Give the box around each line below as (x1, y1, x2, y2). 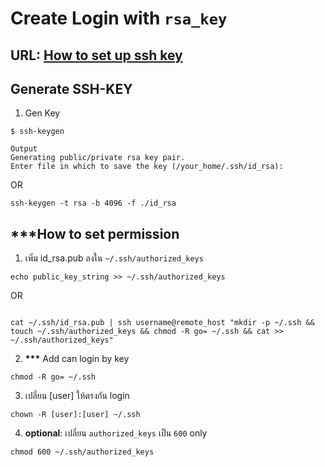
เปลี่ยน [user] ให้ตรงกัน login (24, 390, 130, 402)
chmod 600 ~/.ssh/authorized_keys (10, 447, 155, 457)
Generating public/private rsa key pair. (10, 153, 186, 163)
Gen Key (24, 107, 61, 119)
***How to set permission (10, 225, 180, 242)
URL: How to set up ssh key (10, 47, 183, 64)
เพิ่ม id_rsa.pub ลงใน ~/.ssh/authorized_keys (24, 252, 204, 264)
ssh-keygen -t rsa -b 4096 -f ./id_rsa (10, 198, 177, 209)
